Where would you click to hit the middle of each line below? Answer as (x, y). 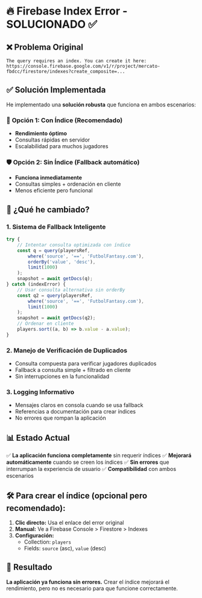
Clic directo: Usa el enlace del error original (69, 523)
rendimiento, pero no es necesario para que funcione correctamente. (92, 588)
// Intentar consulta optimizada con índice (74, 245)
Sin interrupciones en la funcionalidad (62, 377)
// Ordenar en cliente (46, 324)
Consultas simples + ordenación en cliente (68, 184)
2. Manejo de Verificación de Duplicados (67, 350)
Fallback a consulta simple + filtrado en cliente (73, 370)
